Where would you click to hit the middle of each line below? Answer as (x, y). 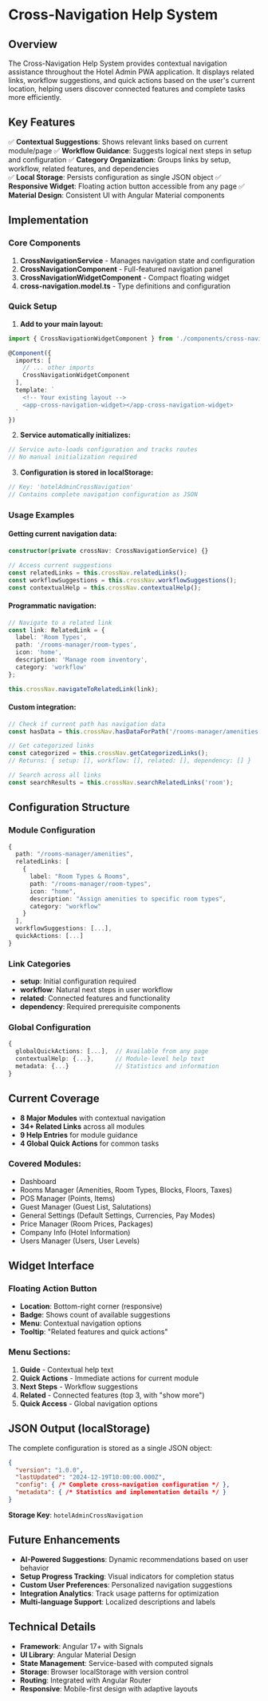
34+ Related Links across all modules (82, 1126)
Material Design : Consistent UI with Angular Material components (116, 195)
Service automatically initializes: (75, 435)
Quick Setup (33, 307)
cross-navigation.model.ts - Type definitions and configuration (125, 286)
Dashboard (38, 1181)
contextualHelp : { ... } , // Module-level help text (110, 1059)
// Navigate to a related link (60, 622)
